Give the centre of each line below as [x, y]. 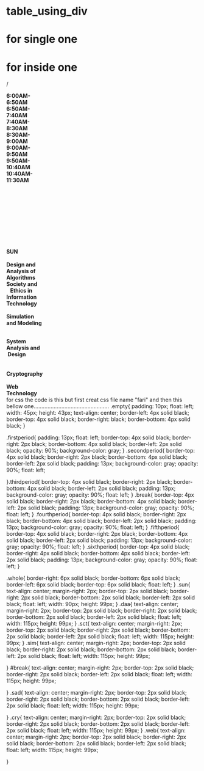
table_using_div [47, 11]
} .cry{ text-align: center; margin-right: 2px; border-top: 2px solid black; [96, 718]
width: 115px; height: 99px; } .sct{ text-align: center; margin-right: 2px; [94, 624]
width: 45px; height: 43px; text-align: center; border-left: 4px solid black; [98, 413]
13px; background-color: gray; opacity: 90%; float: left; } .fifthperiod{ [93, 527]
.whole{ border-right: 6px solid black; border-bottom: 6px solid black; [93, 578]
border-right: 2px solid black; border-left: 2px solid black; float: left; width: [100, 674]
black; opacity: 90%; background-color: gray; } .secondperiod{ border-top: [101, 451]
